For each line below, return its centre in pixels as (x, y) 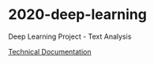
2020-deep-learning (78, 15)
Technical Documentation (50, 51)
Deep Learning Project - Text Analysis (70, 36)
